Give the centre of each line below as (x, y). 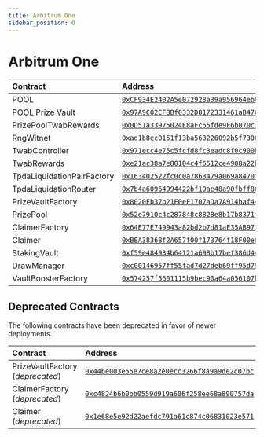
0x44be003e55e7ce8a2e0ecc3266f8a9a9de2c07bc (170, 371)
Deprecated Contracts (64, 306)
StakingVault (35, 253)
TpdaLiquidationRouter (54, 189)
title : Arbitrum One (42, 15)
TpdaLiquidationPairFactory (63, 176)
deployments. (30, 334)
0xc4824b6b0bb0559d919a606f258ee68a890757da (170, 394)
